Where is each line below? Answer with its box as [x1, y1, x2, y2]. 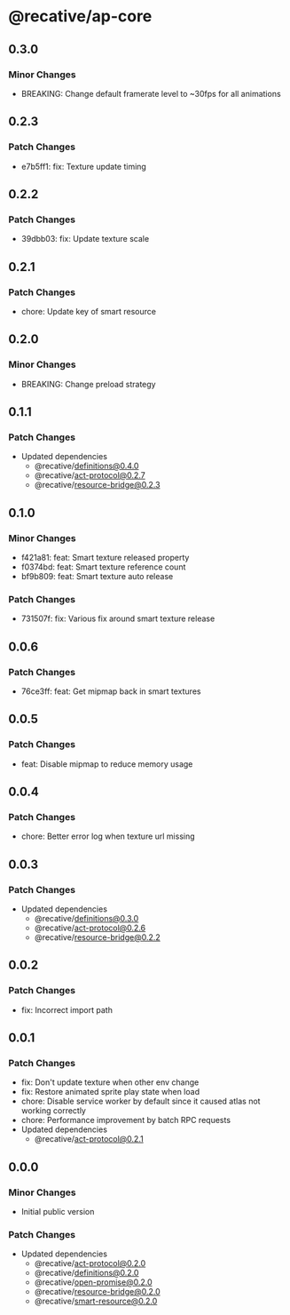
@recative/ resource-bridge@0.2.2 [34, 932, 161, 943]
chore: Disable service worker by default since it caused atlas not [20, 1096, 261, 1107]
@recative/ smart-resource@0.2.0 [34, 1295, 158, 1307]
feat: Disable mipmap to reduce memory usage [20, 758, 193, 769]
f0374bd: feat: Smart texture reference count [20, 562, 186, 572]
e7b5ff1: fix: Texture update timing [20, 161, 147, 171]
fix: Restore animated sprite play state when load [20, 1087, 200, 1097]
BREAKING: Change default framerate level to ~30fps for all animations [20, 88, 281, 99]
